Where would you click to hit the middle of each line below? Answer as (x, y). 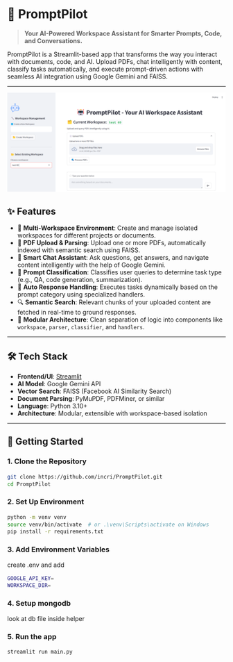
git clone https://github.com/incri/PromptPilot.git (85, 477)
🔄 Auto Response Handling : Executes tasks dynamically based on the (118, 287)
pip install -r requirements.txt (55, 532)
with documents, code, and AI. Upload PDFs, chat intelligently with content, (115, 61)
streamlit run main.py (40, 652)
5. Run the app (32, 636)
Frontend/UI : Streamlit (49, 376)
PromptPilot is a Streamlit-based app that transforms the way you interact (112, 54)
